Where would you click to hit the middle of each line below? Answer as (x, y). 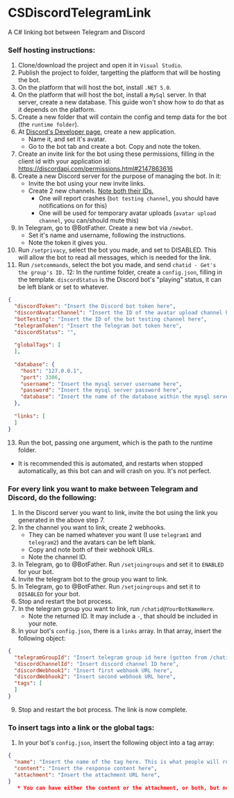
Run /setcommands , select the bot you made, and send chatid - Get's (117, 265)
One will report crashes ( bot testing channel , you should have (129, 198)
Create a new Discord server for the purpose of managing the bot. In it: (119, 176)
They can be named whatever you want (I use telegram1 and (115, 534)
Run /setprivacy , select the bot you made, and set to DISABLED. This (117, 250)
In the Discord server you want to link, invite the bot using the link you (118, 512)
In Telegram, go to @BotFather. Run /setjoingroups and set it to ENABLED (121, 564)
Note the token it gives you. (67, 243)
